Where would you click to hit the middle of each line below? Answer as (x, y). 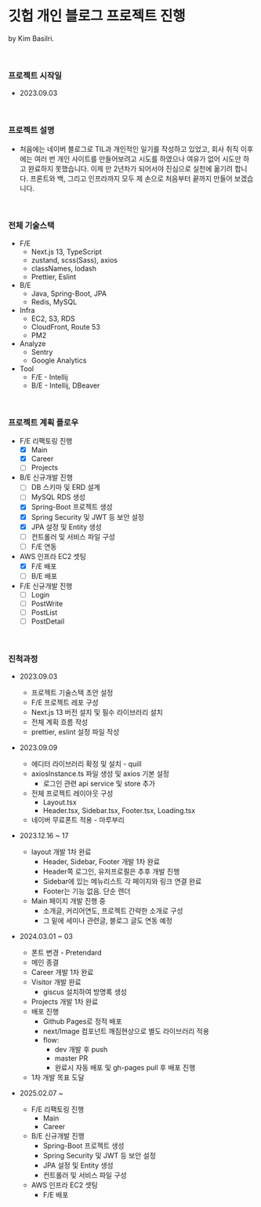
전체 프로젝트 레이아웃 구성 (72, 793)
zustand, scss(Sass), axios (74, 259)
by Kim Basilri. (31, 38)
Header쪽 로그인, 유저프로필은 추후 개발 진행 (111, 872)
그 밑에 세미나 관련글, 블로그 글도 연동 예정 (107, 921)
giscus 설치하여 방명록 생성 (85, 992)
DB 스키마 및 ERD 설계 (65, 488)
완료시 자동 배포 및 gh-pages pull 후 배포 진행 (125, 1068)
